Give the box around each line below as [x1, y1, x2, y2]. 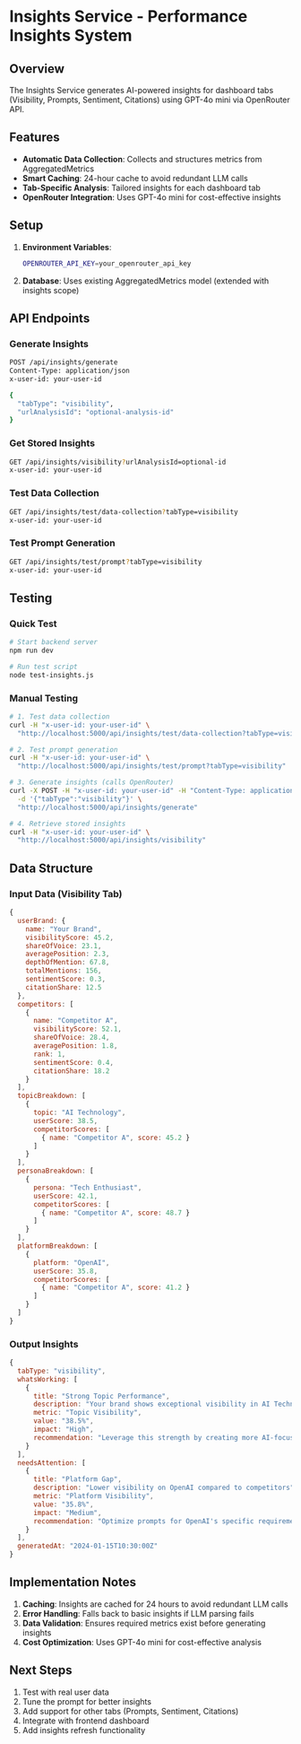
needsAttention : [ [17, 1458, 87, 1468]
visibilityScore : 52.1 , [32, 1025, 123, 1033]
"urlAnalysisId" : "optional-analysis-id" [17, 407, 175, 416]
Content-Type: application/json [9, 366, 130, 376]
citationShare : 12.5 [25, 982, 102, 992]
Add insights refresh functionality [21, 1724, 146, 1735]
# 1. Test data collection [9, 711, 110, 721]
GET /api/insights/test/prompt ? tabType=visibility [9, 557, 202, 566]
